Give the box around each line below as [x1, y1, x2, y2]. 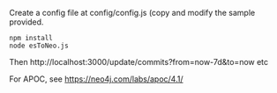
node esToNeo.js [9, 41, 69, 50]
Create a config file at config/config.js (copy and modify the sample [9, 8, 256, 18]
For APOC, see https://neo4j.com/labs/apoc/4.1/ [9, 74, 183, 84]
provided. [9, 17, 44, 27]
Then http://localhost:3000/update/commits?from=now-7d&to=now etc [9, 57, 269, 67]
